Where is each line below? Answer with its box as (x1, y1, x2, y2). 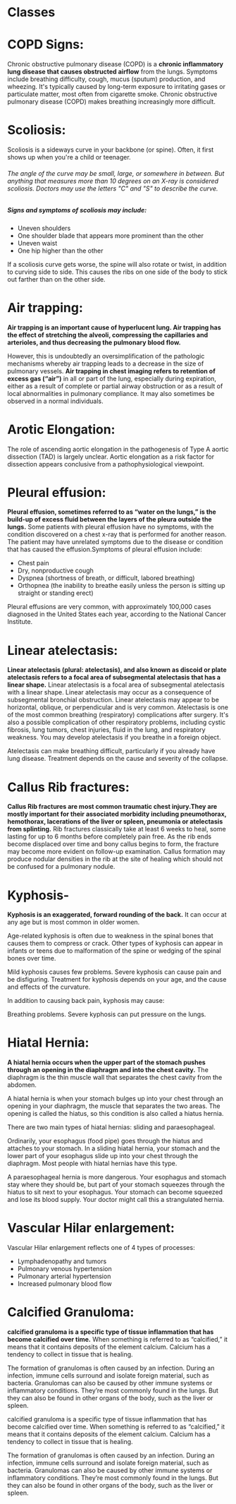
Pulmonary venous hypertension (17, 1265, 113, 1273)
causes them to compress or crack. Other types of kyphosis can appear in (7, 939, 223, 948)
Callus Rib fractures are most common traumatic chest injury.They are (7, 802, 218, 811)
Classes (7, 4, 56, 20)
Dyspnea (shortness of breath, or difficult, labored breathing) (17, 574, 195, 582)
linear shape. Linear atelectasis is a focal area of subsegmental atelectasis (7, 680, 225, 689)
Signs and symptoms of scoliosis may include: (7, 206, 147, 215)
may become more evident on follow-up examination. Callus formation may (7, 848, 225, 856)
